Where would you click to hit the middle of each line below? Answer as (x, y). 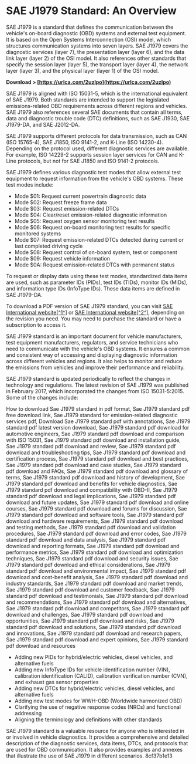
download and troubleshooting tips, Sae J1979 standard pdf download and (96, 452)
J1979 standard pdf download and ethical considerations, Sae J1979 (88, 564)
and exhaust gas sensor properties (56, 682)
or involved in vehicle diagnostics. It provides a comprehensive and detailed (97, 737)
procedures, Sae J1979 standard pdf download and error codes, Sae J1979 (97, 533)
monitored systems (38, 234)
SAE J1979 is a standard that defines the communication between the (90, 27)
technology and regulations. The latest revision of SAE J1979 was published (97, 385)
